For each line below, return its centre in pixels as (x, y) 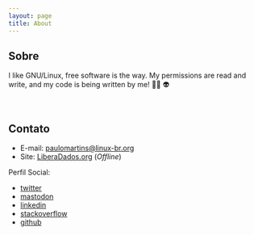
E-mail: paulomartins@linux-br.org (77, 148)
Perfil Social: (29, 172)
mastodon (37, 197)
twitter (31, 188)
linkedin (33, 205)
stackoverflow (44, 214)
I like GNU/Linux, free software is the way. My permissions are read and (127, 76)
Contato (29, 129)
